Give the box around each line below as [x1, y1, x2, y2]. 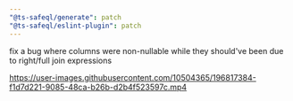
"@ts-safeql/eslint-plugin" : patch [9, 21, 142, 30]
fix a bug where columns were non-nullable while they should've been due [9, 45, 284, 56]
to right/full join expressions [9, 55, 113, 66]
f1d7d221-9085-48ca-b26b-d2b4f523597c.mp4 [9, 82, 188, 92]
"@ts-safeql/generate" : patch [9, 12, 122, 22]
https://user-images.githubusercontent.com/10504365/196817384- [9, 72, 256, 82]
